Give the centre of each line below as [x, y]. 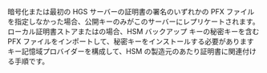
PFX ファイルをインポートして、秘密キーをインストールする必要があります [131, 41]
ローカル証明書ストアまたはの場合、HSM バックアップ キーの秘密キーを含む [133, 31]
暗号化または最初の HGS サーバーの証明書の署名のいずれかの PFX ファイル [131, 12]
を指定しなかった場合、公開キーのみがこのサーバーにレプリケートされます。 [133, 21]
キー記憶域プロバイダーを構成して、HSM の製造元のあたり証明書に [118, 51]
